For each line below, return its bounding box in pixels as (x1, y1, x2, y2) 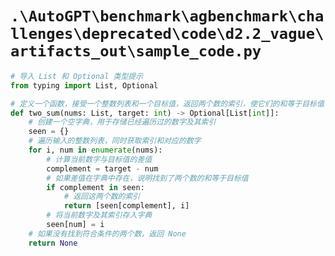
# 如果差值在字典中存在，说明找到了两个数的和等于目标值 (46, 173, 249, 183)
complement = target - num (46, 163, 159, 174)
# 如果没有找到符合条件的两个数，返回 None (28, 228, 187, 239)
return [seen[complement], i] (63, 201, 190, 211)
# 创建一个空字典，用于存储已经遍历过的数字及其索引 (28, 117, 217, 127)
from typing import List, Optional (10, 80, 159, 91)
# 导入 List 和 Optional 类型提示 (10, 71, 144, 81)
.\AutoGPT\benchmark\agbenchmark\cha (10, 7, 325, 26)
